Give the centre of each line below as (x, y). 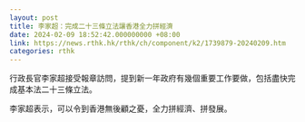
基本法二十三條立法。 (57, 89)
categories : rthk (42, 52)
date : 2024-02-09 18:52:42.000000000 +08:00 (95, 34)
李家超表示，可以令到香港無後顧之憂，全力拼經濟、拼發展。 (121, 108)
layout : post (34, 18)
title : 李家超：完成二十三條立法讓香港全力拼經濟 (91, 26)
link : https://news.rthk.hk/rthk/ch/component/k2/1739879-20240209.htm (148, 43)
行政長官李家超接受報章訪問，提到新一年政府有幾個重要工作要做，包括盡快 (148, 79)
